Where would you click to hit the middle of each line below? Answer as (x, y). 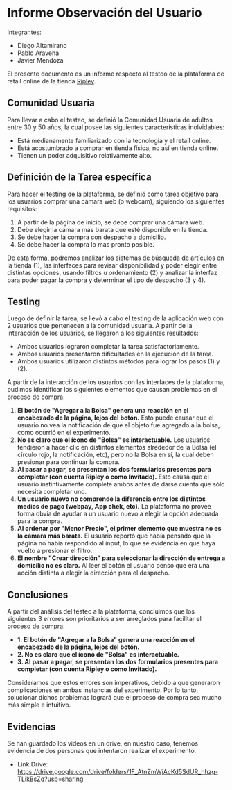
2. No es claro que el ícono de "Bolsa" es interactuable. (98, 655)
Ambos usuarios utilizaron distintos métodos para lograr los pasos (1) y (118, 361)
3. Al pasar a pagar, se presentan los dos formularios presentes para (118, 662)
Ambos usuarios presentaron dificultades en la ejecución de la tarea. (115, 354)
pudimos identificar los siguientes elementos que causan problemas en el (112, 390)
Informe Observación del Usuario (105, 13)
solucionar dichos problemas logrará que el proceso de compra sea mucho (114, 698)
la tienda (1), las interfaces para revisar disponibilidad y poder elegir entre (112, 265)
